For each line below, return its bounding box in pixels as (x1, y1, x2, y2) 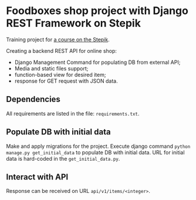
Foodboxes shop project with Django (6, 4, 189, 18)
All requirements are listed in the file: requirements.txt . (6, 110, 140, 117)
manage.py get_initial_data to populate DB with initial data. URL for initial (6, 148, 185, 156)
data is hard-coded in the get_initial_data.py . (6, 155, 120, 162)
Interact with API (6, 172, 69, 182)
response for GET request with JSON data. (14, 77, 119, 84)
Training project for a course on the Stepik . (6, 36, 110, 43)
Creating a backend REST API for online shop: (6, 47, 117, 54)
